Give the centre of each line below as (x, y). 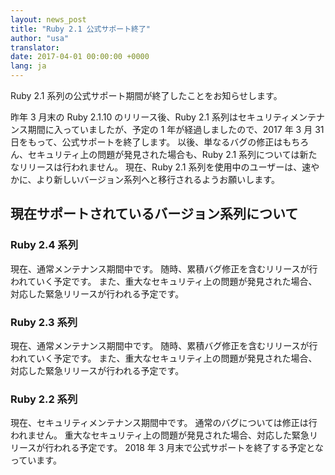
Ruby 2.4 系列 (44, 245)
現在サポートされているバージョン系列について (154, 214)
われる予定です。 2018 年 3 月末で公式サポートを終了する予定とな (188, 448)
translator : (35, 47)
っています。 (36, 460)
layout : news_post (48, 19)
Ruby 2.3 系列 (44, 322)
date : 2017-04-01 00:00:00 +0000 (80, 57)
